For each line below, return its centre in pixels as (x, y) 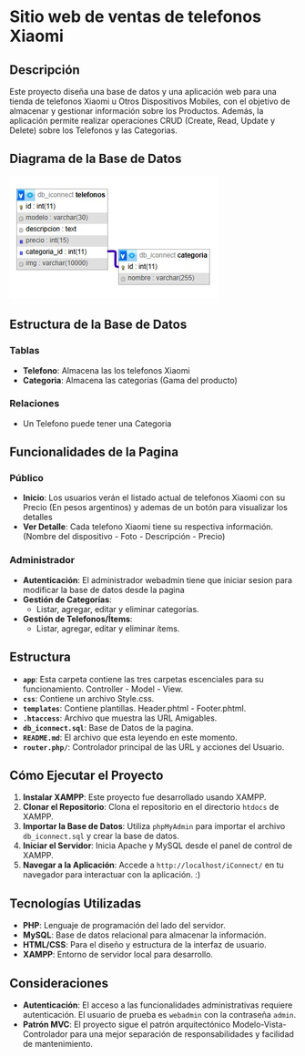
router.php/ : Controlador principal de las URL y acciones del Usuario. (153, 747)
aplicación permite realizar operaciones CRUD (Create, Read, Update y (142, 121)
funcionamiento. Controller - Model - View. (103, 689)
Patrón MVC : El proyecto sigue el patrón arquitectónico (126, 1025)
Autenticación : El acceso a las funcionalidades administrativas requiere (158, 1005)
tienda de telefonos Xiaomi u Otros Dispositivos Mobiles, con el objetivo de (150, 101)
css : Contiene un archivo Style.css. (88, 698)
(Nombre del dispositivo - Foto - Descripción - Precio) (124, 537)
